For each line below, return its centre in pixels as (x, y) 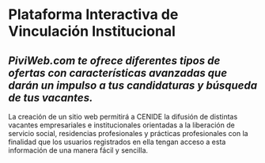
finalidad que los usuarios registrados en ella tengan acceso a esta (117, 142)
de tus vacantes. (51, 98)
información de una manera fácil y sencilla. (78, 150)
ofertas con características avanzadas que (118, 73)
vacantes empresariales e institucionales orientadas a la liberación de (121, 125)
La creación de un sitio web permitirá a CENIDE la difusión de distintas (123, 117)
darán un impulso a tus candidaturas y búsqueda (133, 85)
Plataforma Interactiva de (93, 15)
